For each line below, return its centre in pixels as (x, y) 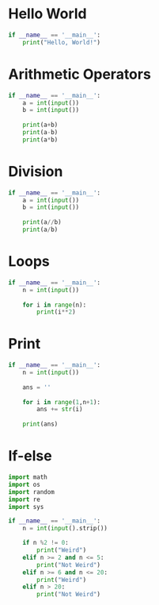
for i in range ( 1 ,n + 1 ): (62, 402)
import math (28, 477)
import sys (26, 507)
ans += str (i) (60, 410)
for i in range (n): (55, 305)
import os (25, 484)
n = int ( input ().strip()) (65, 529)
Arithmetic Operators (80, 74)
